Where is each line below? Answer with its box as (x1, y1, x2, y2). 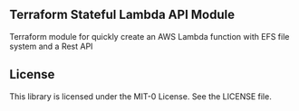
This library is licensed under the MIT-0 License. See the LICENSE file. (9, 90, 272, 102)
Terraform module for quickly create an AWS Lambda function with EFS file (9, 31, 290, 42)
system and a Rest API (9, 41, 93, 51)
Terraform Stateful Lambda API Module (9, 7, 236, 23)
